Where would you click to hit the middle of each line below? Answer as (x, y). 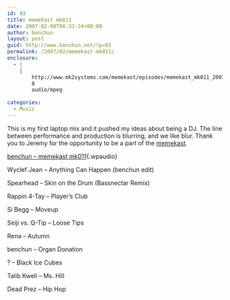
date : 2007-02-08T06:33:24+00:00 (55, 26)
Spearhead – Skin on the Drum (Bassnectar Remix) (79, 183)
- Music (24, 109)
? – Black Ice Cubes (35, 262)
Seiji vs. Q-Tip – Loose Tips (46, 223)
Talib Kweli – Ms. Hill (36, 275)
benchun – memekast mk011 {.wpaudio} (62, 156)
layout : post (26, 39)
